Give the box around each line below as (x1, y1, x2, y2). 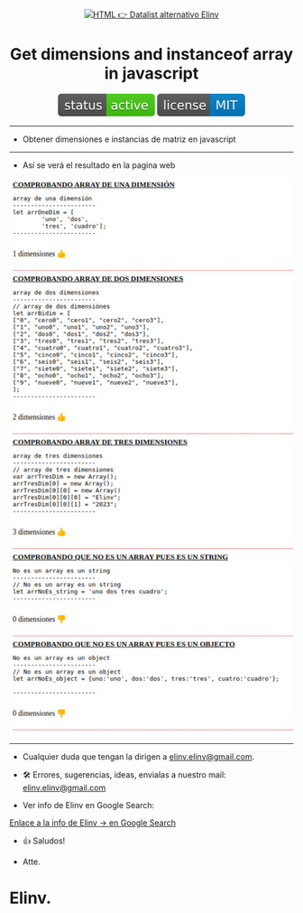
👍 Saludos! (22, 835, 66, 846)
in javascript (104, 63, 199, 84)
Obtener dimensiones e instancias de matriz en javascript (22, 134, 236, 144)
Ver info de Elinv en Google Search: (22, 799, 155, 810)
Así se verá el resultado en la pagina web (22, 159, 176, 171)
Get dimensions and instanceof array (9, 44, 294, 65)
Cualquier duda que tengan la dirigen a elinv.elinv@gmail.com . (22, 750, 255, 762)
